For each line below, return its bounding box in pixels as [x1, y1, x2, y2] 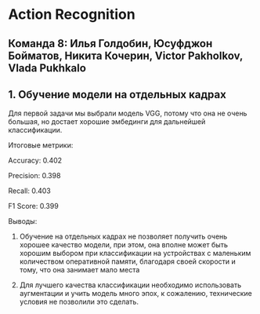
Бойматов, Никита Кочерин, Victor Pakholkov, [8, 49, 244, 62]
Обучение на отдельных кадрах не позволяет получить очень [19, 232, 228, 241]
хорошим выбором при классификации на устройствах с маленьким [19, 249, 251, 258]
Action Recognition [8, 5, 135, 24]
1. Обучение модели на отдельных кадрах [8, 88, 227, 101]
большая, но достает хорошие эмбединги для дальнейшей [8, 117, 206, 126]
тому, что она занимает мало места [19, 265, 140, 275]
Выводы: [8, 217, 38, 226]
